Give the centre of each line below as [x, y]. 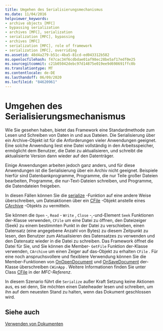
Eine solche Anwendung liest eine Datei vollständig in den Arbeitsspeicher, [80, 145]
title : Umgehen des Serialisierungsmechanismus [54, 9]
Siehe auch [22, 312]
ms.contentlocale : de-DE [30, 73]
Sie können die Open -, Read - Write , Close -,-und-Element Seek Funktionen [79, 215]
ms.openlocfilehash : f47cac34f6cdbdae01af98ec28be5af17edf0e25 [70, 59]
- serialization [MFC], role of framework [49, 46]
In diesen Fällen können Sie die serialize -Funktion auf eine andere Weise [78, 195]
